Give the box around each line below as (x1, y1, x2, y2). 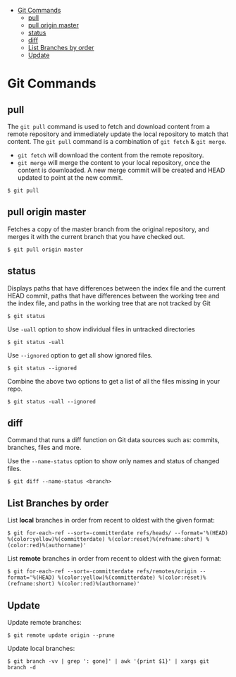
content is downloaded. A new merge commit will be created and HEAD (17, 166, 225, 174)
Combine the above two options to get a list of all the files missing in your (7, 377, 221, 385)
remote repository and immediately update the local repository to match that (7, 130, 229, 138)
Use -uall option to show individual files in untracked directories (7, 324, 195, 334)
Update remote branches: (7, 618, 82, 627)
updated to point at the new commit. (17, 173, 123, 182)
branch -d (7, 664, 37, 671)
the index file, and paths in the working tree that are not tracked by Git (7, 299, 211, 307)
